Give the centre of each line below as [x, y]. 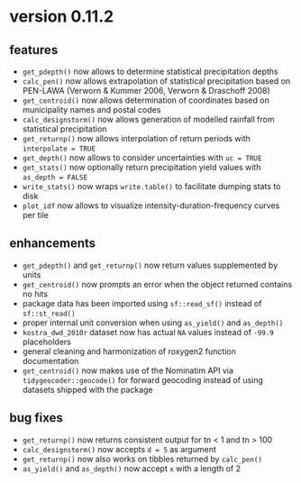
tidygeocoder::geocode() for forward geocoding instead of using [143, 379]
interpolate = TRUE [59, 149]
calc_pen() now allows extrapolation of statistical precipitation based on [156, 81]
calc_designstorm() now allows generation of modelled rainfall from [148, 119]
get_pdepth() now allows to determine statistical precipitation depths [150, 71]
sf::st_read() [49, 314]
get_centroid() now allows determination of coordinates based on [146, 100]
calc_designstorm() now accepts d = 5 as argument [119, 449]
